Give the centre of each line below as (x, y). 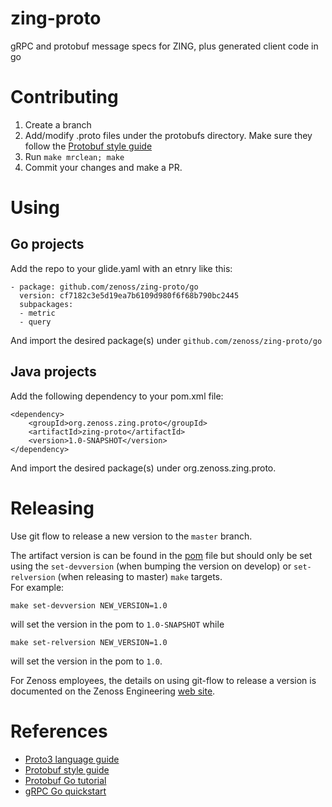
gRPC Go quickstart (65, 791)
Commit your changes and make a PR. (103, 167)
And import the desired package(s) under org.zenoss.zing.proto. (143, 468)
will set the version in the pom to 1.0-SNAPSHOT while (117, 624)
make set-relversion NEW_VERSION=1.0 (89, 642)
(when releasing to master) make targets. (140, 576)
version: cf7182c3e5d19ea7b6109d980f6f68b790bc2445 (129, 295)
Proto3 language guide (72, 759)
